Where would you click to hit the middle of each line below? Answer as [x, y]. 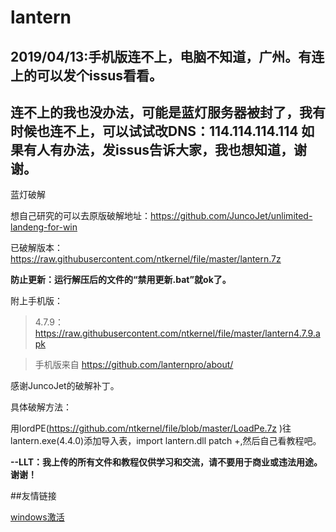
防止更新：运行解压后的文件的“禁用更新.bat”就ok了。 [121, 280]
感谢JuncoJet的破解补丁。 [65, 386]
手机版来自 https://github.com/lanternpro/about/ [134, 365]
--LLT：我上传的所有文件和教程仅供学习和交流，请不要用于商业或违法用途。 [166, 462]
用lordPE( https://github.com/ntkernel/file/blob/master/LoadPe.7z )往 [151, 428]
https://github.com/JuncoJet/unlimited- [231, 216]
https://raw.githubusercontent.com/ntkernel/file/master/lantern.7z [146, 259]
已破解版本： [36, 248]
